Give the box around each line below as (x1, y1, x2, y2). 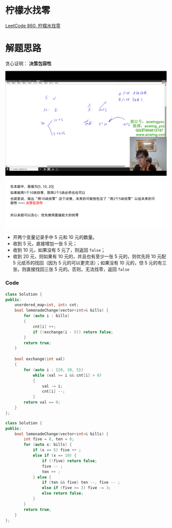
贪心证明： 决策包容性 (5, 60, 52, 67)
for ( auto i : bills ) (24, 313, 70, 318)
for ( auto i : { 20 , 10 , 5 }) (24, 367, 83, 372)
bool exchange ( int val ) (14, 357, 66, 362)
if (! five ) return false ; (41, 458, 97, 463)
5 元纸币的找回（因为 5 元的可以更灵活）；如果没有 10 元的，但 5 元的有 (12, 260, 162, 266)
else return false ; (41, 491, 83, 496)
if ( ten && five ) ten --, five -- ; (41, 480, 120, 485)
